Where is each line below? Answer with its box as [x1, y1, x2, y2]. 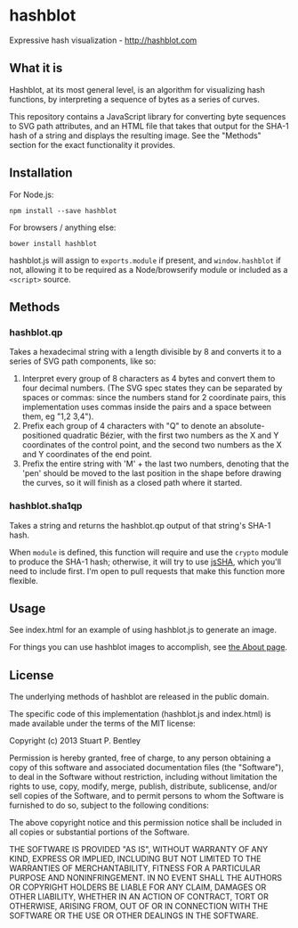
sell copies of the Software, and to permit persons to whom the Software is [9, 791, 285, 801]
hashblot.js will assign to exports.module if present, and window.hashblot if [9, 255, 282, 266]
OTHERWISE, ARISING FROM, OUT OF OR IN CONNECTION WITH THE [9, 901, 269, 912]
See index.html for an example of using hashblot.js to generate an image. [9, 625, 278, 636]
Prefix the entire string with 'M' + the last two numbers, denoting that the [21, 458, 290, 469]
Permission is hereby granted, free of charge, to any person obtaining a [9, 752, 271, 763]
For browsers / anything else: [9, 222, 117, 233]
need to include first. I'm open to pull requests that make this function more [9, 565, 286, 576]
